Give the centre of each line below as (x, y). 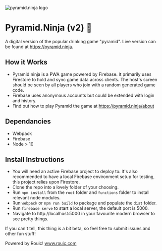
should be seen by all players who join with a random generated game (84, 85)
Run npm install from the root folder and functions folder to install (81, 192)
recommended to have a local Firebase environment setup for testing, (83, 177)
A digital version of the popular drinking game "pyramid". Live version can (81, 41)
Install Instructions (35, 159)
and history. (25, 100)
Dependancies (28, 122)
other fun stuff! (21, 234)
